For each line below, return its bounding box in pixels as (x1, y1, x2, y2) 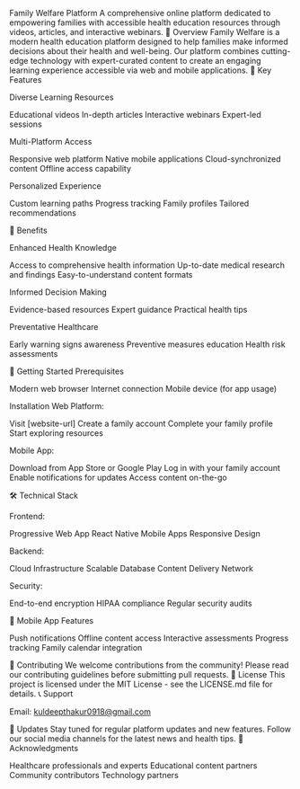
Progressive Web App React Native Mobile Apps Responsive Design (9, 528, 260, 538)
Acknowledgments (9, 743, 79, 753)
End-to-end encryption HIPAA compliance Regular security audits (9, 598, 253, 608)
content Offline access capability (9, 164, 132, 173)
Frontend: (9, 511, 46, 521)
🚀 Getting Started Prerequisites (9, 366, 124, 377)
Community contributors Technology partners (9, 770, 180, 780)
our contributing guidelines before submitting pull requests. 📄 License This (9, 669, 286, 679)
